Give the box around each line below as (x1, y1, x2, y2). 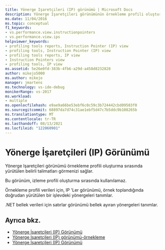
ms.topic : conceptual (5, 21, 50, 26)
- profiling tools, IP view (5, 62, 63, 67)
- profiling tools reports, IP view (5, 52, 80, 58)
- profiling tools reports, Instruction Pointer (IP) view (5, 44, 129, 49)
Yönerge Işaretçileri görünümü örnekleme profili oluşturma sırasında (5, 163, 143, 169)
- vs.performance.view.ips (5, 35, 60, 40)
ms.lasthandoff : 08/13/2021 (5, 121, 63, 126)
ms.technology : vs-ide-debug (5, 84, 65, 90)
